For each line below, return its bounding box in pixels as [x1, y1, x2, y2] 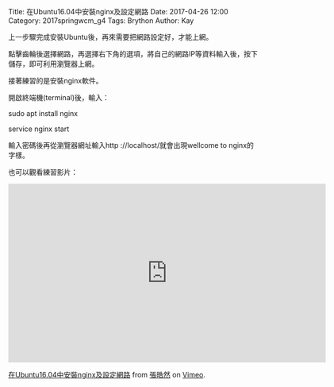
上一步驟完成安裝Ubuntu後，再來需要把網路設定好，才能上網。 [8, 33, 213, 41]
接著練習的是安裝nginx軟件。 [8, 76, 103, 85]
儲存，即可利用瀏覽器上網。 [8, 59, 99, 68]
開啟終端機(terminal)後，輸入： [8, 93, 109, 102]
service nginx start [8, 124, 70, 134]
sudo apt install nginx [8, 109, 78, 118]
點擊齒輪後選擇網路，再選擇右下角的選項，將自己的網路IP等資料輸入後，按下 [8, 49, 258, 58]
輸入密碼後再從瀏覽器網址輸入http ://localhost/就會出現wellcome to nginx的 [8, 141, 254, 149]
